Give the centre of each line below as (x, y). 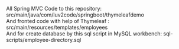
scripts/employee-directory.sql (44, 40)
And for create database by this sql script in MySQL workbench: (84, 34)
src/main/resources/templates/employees (57, 27)
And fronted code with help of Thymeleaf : (58, 21)
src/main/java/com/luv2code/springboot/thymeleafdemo (75, 15)
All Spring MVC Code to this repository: (54, 9)
